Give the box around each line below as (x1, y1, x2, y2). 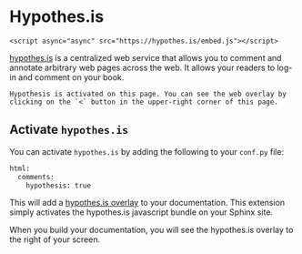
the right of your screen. (9, 234, 101, 245)
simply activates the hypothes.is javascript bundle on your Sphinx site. (9, 207, 274, 218)
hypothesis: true (25, 180, 92, 190)
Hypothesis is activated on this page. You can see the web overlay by (9, 89, 287, 98)
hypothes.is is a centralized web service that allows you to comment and (9, 52, 282, 63)
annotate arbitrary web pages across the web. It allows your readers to (9, 62, 276, 73)
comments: (17, 172, 55, 181)
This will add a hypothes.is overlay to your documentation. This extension (9, 198, 286, 208)
